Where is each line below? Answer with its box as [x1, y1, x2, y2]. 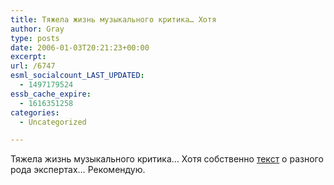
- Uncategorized [19, 117, 87, 127]
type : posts [10, 33, 60, 43]
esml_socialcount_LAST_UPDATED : [10, 71, 145, 81]
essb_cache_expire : [10, 89, 92, 99]
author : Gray [10, 24, 65, 34]
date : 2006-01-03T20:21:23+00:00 [10, 42, 150, 53]
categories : [10, 107, 60, 118]
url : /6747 [10, 61, 56, 71]
